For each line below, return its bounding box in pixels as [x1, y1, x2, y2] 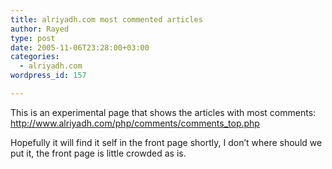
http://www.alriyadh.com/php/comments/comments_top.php [10, 117, 260, 129]
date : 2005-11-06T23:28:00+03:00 [10, 42, 150, 53]
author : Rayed [10, 24, 70, 34]
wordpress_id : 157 [10, 71, 87, 81]
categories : [10, 52, 60, 62]
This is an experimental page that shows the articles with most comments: [10, 106, 317, 118]
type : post [10, 33, 56, 43]
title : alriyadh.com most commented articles [10, 14, 203, 25]
